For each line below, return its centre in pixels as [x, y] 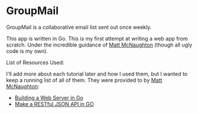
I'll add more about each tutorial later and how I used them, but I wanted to [97, 74]
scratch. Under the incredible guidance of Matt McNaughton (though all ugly [99, 45]
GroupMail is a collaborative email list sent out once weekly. [79, 27]
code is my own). [27, 51]
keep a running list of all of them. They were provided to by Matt [84, 80]
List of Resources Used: [35, 62]
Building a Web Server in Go [49, 98]
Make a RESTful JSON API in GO [54, 104]
